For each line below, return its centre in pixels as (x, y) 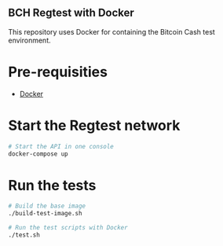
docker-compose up (38, 154)
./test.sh (24, 235)
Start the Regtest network (94, 125)
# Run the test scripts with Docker (68, 228)
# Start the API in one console (61, 146)
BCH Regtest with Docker (71, 13)
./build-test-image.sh (45, 214)
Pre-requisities (58, 72)
